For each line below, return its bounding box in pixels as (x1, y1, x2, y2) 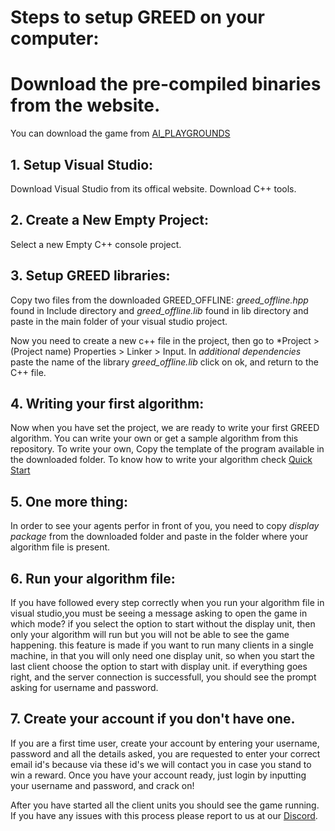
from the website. (10, 94, 161, 117)
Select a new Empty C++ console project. (10, 238, 182, 250)
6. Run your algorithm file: (10, 570, 176, 587)
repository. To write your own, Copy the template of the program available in (10, 443, 325, 455)
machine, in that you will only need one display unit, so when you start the (10, 650, 315, 661)
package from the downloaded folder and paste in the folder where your (10, 531, 309, 543)
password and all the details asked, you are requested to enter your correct (10, 747, 321, 760)
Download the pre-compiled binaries (10, 73, 322, 96)
